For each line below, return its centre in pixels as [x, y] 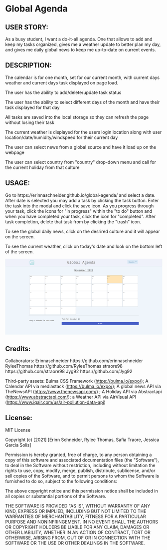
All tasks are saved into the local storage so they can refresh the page [77, 117]
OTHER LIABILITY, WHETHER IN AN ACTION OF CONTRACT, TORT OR [78, 532]
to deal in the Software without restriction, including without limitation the [80, 465]
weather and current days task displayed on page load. [62, 82]
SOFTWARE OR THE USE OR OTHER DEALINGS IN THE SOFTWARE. [75, 543]
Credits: [18, 348]
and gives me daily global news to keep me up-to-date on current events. [81, 50]
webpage [15, 152]
